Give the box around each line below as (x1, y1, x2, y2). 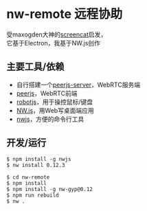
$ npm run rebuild (6, 192, 59, 199)
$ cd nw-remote (6, 173, 50, 181)
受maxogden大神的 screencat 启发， (6, 30, 107, 38)
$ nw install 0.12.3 (6, 162, 66, 168)
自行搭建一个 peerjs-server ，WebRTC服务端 (16, 80, 141, 89)
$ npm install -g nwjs (6, 155, 71, 162)
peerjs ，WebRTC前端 (16, 89, 78, 97)
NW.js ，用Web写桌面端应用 (16, 106, 94, 114)
